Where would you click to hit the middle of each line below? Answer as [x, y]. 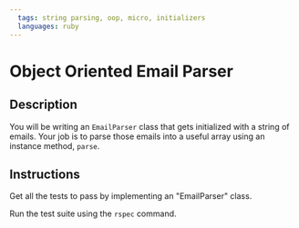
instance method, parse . [55, 145]
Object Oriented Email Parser [122, 71]
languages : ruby [48, 26]
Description [43, 105]
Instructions [45, 174]
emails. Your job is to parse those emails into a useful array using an [137, 136]
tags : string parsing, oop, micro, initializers [112, 18]
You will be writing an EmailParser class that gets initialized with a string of [149, 126]
